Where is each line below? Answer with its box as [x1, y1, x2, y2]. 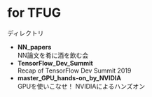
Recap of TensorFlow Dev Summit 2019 [17, 66, 132, 75]
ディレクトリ [7, 29, 44, 37]
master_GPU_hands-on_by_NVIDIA [17, 73, 121, 82]
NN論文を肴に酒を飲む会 [17, 51, 89, 59]
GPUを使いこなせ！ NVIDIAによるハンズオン [17, 82, 146, 90]
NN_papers [17, 43, 52, 51]
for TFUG [7, 5, 62, 21]
